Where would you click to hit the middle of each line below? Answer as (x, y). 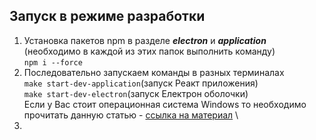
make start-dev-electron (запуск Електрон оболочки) (136, 93)
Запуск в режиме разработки (107, 16)
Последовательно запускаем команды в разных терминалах (154, 72)
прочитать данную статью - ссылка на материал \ (131, 115)
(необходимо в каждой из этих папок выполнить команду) (149, 51)
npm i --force (53, 62)
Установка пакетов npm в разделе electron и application (145, 40)
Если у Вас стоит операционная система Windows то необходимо (165, 104)
